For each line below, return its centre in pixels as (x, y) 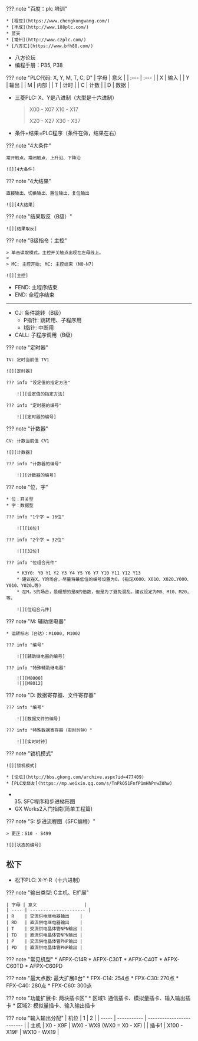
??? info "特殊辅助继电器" (36, 668)
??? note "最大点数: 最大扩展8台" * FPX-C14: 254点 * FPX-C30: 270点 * (93, 978)
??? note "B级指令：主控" (37, 240)
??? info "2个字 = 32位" (35, 540)
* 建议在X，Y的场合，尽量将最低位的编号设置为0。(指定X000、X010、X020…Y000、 (104, 579)
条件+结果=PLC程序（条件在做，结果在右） (67, 133)
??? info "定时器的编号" (34, 406)
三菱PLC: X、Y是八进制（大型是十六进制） (66, 97)
